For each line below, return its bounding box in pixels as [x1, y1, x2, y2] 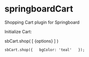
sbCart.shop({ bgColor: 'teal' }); [4, 47, 85, 52]
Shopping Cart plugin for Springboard [4, 19, 80, 25]
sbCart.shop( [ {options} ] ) [4, 38, 59, 44]
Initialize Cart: [4, 28, 32, 34]
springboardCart [4, 3, 74, 14]
